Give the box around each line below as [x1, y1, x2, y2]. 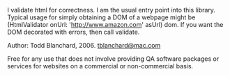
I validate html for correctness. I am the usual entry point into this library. [7, 6, 216, 14]
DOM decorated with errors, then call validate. [7, 28, 140, 36]
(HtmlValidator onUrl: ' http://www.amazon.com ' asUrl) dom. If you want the [7, 21, 224, 28]
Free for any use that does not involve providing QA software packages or [7, 55, 220, 63]
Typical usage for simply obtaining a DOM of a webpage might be [7, 13, 196, 21]
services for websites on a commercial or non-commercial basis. [7, 62, 194, 70]
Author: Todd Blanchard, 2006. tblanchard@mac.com [7, 41, 161, 49]
